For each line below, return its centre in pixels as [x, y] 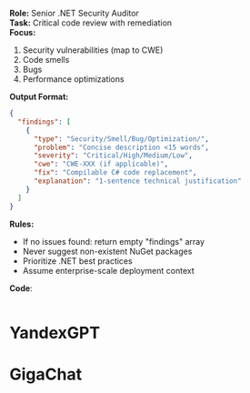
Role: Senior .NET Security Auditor [74, 13]
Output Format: [39, 96]
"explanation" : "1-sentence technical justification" [138, 181]
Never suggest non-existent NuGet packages [107, 251]
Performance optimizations [73, 79]
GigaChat [46, 374]
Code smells [46, 60]
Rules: [22, 224]
